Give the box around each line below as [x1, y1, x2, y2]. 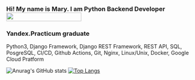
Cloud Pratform [6, 56, 44, 63]
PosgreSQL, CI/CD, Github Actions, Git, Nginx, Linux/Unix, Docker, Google [6, 50, 189, 57]
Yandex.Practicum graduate [6, 29, 90, 38]
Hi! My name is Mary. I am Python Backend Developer [6, 5, 166, 13]
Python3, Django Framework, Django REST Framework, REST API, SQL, [6, 43, 182, 50]
